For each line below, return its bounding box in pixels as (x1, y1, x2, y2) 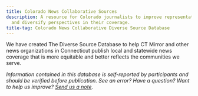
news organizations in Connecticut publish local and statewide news (6, 47, 173, 54)
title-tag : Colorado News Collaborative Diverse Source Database (6, 25, 170, 31)
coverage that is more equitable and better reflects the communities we (6, 53, 180, 60)
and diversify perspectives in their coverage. (11, 19, 131, 25)
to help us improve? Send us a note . (6, 83, 93, 91)
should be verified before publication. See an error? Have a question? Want (6, 77, 190, 84)
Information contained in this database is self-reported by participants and (6, 71, 189, 78)
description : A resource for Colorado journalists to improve (6, 14, 162, 20)
